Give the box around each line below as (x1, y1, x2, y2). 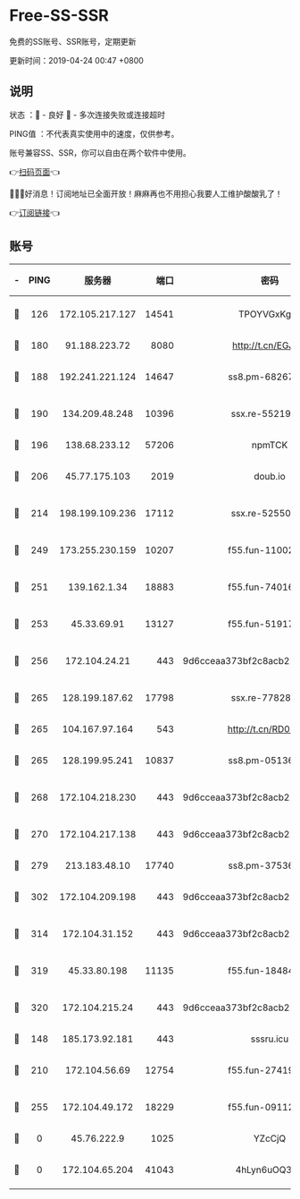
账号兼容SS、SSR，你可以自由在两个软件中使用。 (9, 147, 191, 157)
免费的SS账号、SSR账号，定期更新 (9, 36, 137, 47)
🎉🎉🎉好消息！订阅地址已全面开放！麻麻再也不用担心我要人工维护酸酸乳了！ (9, 188, 283, 199)
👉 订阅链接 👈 (9, 207, 61, 217)
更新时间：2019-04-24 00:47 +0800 (9, 55, 145, 65)
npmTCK (251, 438, 288, 451)
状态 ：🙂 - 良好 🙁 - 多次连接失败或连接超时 (9, 109, 165, 120)
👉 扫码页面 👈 (9, 166, 61, 177)
